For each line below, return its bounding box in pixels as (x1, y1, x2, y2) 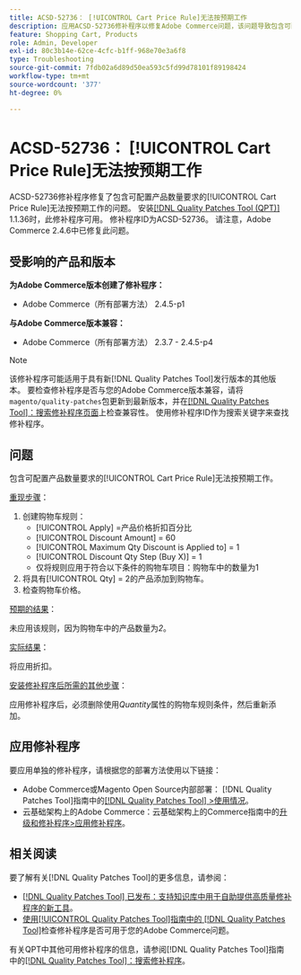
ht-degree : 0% (9, 88, 63, 97)
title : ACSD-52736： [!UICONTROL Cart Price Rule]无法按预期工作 (9, 13, 248, 22)
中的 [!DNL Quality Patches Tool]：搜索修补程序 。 (9, 954, 191, 966)
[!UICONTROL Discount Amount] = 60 (35, 532, 176, 544)
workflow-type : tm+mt (9, 72, 90, 81)
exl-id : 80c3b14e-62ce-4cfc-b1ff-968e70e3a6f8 (9, 47, 186, 56)
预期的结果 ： (9, 604, 56, 615)
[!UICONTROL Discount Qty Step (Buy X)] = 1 (35, 552, 202, 563)
